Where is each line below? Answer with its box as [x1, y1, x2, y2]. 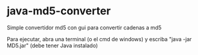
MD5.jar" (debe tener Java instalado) [7, 42, 98, 49]
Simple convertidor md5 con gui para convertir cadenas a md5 [7, 24, 162, 31]
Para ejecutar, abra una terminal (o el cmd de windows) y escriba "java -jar [7, 35, 192, 42]
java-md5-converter [7, 4, 111, 18]
